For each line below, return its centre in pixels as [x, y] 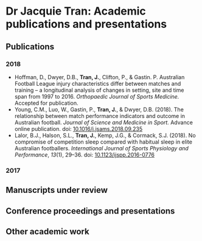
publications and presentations [86, 24]
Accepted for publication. [46, 103]
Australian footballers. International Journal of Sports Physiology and [102, 148]
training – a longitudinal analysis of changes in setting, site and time [99, 90]
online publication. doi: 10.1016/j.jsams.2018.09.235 [78, 128]
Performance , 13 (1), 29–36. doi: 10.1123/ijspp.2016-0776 [85, 155]
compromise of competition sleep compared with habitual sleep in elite [103, 142]
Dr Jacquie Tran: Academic [76, 11]
